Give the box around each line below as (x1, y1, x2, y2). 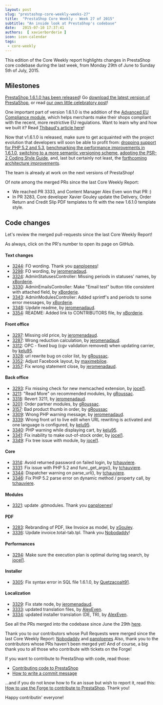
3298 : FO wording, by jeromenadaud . (12, 268, 88, 274)
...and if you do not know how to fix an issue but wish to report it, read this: (5, 680, 156, 686)
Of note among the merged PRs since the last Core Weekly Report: (5, 179, 139, 185)
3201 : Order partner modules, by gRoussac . (12, 401, 100, 407)
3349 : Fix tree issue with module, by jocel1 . (12, 437, 100, 443)
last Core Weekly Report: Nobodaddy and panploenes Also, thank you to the (5, 636, 159, 642)
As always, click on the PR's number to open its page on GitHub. (5, 241, 135, 247)
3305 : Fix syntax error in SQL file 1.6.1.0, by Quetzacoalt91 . (12, 579, 130, 585)
